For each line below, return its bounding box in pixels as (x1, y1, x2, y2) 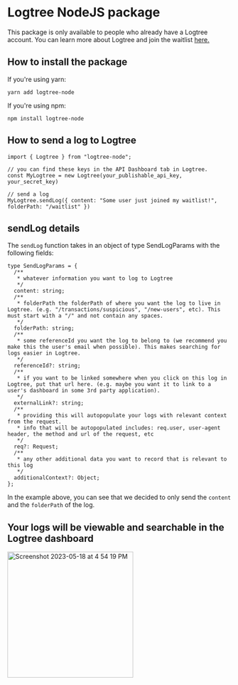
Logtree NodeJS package (7, 4, 161, 21)
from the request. (7, 418, 62, 426)
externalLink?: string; (13, 399, 84, 407)
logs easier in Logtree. (7, 350, 81, 357)
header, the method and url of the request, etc (7, 431, 154, 438)
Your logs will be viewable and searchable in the (7, 521, 225, 533)
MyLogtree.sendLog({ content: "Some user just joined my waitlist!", (7, 197, 218, 204)
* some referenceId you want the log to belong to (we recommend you (16, 338, 227, 345)
